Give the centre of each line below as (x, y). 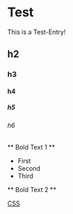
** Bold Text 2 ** (32, 190)
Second (29, 169)
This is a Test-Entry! (36, 32)
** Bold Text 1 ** (31, 147)
